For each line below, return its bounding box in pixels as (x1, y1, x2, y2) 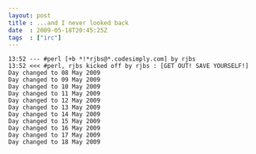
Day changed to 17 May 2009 (8, 131, 101, 139)
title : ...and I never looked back (8, 19, 129, 27)
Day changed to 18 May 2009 (8, 138, 101, 146)
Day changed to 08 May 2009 (8, 69, 101, 77)
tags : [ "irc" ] (8, 33, 62, 42)
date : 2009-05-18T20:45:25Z (8, 26, 108, 34)
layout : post (8, 11, 51, 20)
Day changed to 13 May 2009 (8, 103, 101, 111)
